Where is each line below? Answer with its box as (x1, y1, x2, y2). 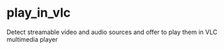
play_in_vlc (6, 5, 71, 21)
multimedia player (6, 35, 58, 43)
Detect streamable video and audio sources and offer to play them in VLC (6, 28, 218, 36)
